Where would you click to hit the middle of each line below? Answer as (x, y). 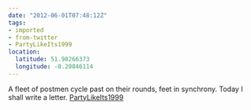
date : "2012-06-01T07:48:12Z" (58, 15)
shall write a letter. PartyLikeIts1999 (66, 97)
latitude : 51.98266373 (52, 60)
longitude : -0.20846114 (54, 67)
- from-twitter (33, 37)
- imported (26, 30)
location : (24, 52)
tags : (17, 23)
